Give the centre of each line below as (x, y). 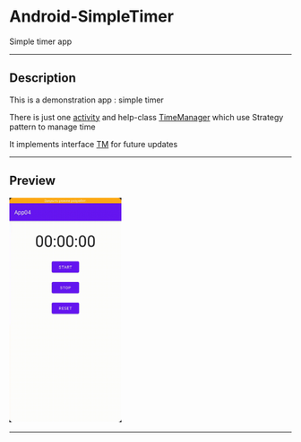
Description (43, 78)
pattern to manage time (52, 127)
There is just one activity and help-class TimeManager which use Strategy (146, 117)
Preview (33, 181)
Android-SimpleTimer (92, 17)
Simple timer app (41, 41)
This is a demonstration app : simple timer (86, 100)
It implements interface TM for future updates (94, 144)
